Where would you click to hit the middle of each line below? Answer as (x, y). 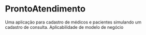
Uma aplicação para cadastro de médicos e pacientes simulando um (73, 22)
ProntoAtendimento (45, 9)
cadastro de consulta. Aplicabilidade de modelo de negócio (64, 27)
